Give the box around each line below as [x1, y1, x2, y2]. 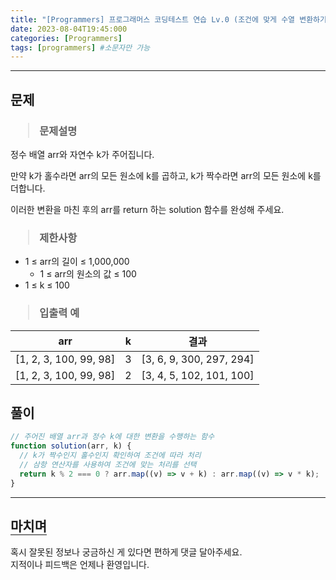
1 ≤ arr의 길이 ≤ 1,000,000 [24, 256, 130, 268]
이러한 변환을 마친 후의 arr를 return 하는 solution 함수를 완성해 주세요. [10, 203, 285, 215]
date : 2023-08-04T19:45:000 [10, 24, 128, 34]
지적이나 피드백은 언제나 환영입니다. [10, 559, 150, 571]
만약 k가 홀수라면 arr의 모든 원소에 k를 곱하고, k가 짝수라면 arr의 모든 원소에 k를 [10, 169, 322, 181]
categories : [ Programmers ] [10, 33, 123, 43]
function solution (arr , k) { [10, 441, 132, 451]
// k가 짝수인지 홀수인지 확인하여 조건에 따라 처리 [19, 451, 202, 461]
